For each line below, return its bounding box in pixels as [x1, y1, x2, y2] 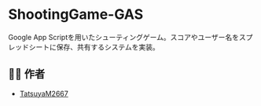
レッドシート [8, 42, 50, 52]
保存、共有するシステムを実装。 [56, 42, 160, 52]
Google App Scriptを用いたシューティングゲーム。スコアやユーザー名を [8, 32, 240, 42]
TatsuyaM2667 [19, 89, 68, 98]
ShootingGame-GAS [8, 5, 144, 24]
